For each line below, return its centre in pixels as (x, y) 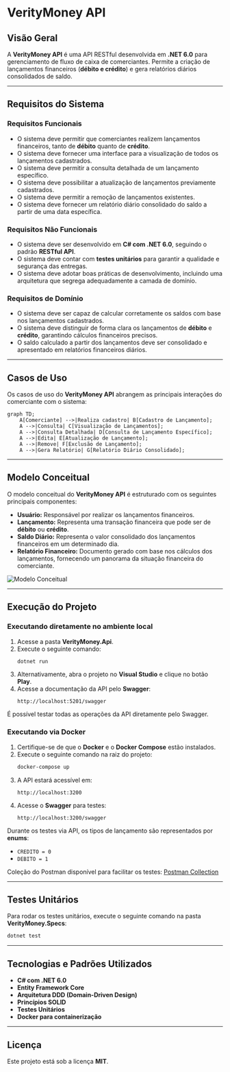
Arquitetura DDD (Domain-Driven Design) (77, 995)
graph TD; (21, 414)
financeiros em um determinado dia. (68, 544)
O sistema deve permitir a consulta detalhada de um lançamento (108, 168)
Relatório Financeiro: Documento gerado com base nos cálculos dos (115, 551)
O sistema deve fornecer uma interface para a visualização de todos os (118, 153)
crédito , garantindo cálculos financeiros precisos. (87, 335)
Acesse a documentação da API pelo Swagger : (84, 689)
